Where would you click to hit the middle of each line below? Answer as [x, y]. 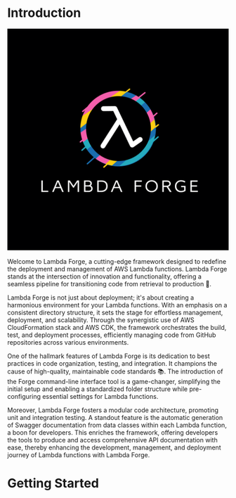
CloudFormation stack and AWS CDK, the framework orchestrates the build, [117, 327]
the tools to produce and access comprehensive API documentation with [112, 440]
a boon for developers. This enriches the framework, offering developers [113, 432]
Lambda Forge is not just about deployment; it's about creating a [101, 298]
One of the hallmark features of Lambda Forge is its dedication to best [109, 356]
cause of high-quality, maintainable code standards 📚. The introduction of [115, 371]
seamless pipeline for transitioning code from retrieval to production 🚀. [110, 283]
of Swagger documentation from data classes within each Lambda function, [117, 425]
